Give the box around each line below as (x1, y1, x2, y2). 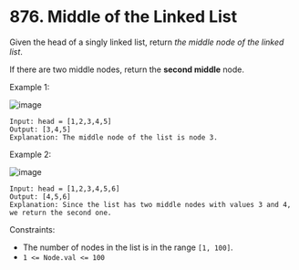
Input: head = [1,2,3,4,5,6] (9, 184, 120, 193)
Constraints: (9, 223, 56, 234)
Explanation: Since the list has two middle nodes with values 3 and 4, (9, 200, 292, 209)
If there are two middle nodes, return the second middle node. (9, 64, 244, 75)
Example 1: (9, 81, 50, 92)
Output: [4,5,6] (9, 192, 71, 202)
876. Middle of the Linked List (9, 6, 238, 27)
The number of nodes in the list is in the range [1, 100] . (22, 242, 234, 253)
